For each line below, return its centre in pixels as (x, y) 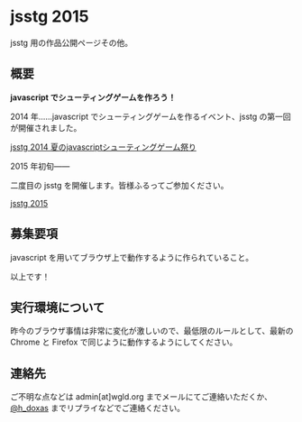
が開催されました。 (46, 127)
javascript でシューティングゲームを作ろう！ (93, 97)
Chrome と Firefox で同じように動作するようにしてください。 (124, 342)
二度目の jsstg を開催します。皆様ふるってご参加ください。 (119, 185)
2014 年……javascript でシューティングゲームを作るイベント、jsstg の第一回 (151, 116)
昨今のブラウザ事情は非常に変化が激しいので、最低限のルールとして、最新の (152, 331)
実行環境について (58, 307)
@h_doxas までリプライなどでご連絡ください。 (98, 408)
